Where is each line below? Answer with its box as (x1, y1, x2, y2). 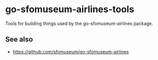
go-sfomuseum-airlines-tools (5, 4, 135, 15)
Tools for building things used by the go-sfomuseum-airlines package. (5, 20, 153, 26)
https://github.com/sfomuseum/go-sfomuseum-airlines (12, 48, 129, 54)
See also (5, 35, 33, 44)
